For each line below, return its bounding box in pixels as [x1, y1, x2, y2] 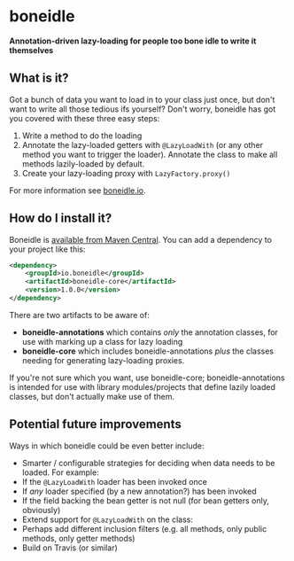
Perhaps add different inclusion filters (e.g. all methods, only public [21, 523, 267, 534]
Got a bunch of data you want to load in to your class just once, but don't [9, 94, 275, 105]
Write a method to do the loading [21, 130, 143, 141]
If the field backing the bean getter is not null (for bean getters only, [21, 495, 270, 506]
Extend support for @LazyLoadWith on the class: [21, 514, 193, 525]
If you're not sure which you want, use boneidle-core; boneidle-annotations [9, 372, 285, 383]
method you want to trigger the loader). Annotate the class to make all [21, 149, 278, 160]
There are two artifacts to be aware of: [9, 309, 151, 320]
